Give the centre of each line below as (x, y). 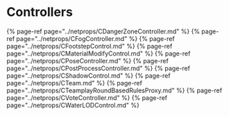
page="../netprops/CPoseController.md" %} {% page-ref (88, 60)
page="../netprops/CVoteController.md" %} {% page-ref (87, 97)
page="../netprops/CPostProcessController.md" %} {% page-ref (98, 68)
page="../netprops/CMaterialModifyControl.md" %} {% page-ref (99, 53)
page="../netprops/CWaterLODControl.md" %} (73, 105)
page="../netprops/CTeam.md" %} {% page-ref (75, 83)
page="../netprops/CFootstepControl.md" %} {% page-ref (90, 46)
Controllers (40, 12)
